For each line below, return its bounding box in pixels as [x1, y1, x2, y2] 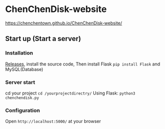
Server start [5, 78, 35, 85]
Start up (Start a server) [5, 34, 81, 43]
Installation [5, 49, 34, 56]
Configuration [5, 106, 40, 113]
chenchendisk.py [5, 95, 39, 100]
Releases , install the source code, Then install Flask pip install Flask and [5, 61, 160, 67]
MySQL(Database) [5, 66, 44, 72]
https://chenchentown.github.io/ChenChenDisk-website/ [5, 20, 122, 26]
